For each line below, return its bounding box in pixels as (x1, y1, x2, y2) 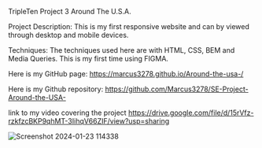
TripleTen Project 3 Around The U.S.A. (8, 7, 131, 16)
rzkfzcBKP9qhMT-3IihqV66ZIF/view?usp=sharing (8, 117, 170, 125)
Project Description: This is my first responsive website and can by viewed (8, 22, 250, 31)
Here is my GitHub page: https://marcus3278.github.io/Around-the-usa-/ (8, 69, 244, 78)
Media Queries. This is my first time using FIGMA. (8, 54, 169, 63)
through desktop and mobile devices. (8, 31, 129, 39)
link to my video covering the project (8, 108, 127, 117)
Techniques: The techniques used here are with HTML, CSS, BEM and (8, 46, 235, 54)
